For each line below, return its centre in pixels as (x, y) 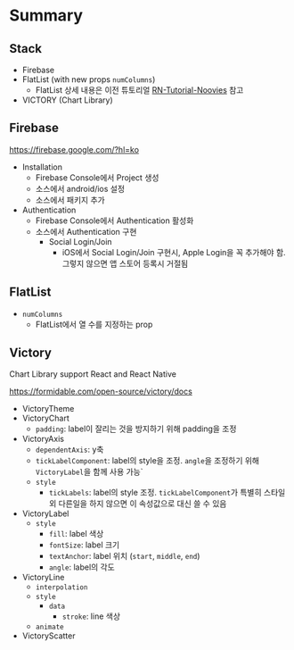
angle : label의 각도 (82, 567)
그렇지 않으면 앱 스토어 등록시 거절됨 (125, 263)
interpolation (61, 587)
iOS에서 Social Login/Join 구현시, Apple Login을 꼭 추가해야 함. (174, 252)
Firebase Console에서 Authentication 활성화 (114, 221)
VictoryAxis (43, 439)
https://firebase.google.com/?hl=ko (74, 149)
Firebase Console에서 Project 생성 (97, 177)
